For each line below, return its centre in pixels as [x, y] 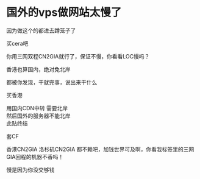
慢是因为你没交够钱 [30, 170]
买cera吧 [17, 43]
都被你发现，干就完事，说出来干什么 [52, 82]
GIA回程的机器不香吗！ [35, 156]
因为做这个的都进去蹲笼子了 [41, 30]
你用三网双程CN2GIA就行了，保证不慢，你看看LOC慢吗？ [78, 56]
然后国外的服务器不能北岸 [38, 116]
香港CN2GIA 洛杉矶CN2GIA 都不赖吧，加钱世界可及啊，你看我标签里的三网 [100, 149]
